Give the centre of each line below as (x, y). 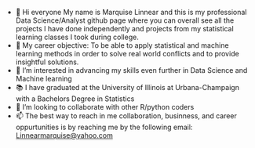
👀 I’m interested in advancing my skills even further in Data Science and (131, 70)
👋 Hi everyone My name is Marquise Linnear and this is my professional (131, 12)
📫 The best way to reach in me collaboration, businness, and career (126, 116)
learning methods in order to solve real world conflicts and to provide (127, 54)
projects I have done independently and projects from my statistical (124, 29)
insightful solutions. (47, 62)
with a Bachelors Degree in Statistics (75, 99)
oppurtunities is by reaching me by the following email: (104, 127)
